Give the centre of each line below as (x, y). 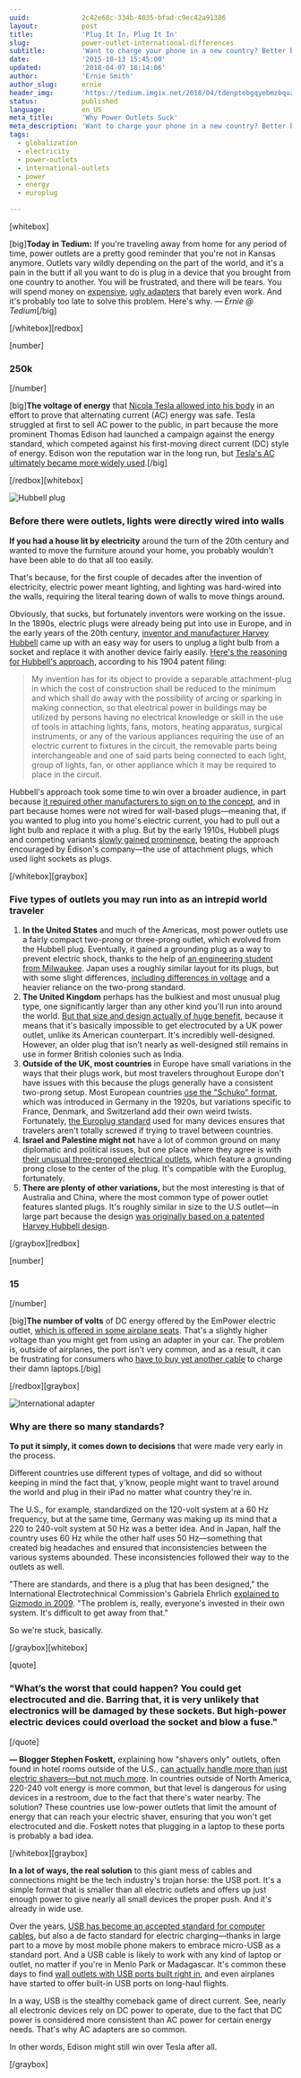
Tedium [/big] (33, 310)
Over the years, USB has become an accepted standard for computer (138, 1926)
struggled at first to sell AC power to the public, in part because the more (144, 425)
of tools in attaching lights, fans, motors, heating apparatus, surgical (157, 726)
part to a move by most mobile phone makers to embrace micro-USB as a (145, 1945)
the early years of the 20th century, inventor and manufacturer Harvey (139, 632)
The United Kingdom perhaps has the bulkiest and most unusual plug (151, 996)
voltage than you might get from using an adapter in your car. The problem (147, 1340)
